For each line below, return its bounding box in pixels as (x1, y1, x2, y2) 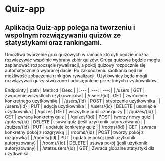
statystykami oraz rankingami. (5, 39, 102, 47)
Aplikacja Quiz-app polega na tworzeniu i (5, 23, 135, 32)
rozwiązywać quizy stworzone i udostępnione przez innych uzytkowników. (5, 78, 158, 83)
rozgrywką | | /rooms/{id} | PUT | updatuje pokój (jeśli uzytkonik (5, 135, 136, 140)
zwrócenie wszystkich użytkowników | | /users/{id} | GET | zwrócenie (5, 93, 147, 98)
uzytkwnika (5, 151, 29, 156)
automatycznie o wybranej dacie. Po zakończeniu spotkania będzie (5, 68, 143, 73)
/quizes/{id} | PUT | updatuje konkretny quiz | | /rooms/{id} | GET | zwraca (5, 124, 157, 130)
